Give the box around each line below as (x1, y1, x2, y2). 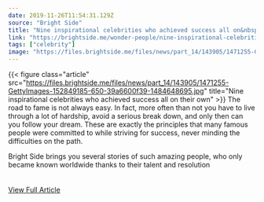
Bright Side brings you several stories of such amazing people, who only (8, 152, 243, 161)
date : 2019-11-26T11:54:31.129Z (8, 11, 114, 20)
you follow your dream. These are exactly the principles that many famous (8, 119, 249, 129)
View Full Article (8, 185, 60, 194)
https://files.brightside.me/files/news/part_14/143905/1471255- (26, 78, 229, 87)
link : (8, 33, 26, 42)
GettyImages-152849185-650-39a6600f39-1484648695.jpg (8, 86, 204, 95)
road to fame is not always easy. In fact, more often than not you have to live (8, 103, 255, 112)
